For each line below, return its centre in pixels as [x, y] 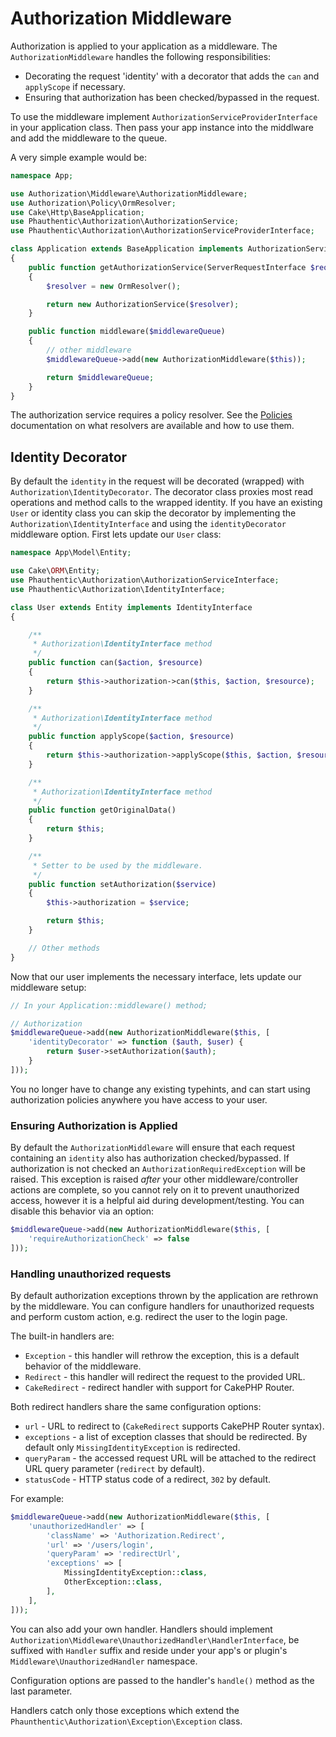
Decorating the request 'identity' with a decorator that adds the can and [172, 76]
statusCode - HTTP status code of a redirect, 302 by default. [148, 1479]
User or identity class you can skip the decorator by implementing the [153, 513]
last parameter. [41, 1691]
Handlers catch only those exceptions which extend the [125, 1710]
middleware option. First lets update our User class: [116, 534]
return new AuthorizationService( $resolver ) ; [143, 304]
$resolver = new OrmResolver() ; [114, 286]
